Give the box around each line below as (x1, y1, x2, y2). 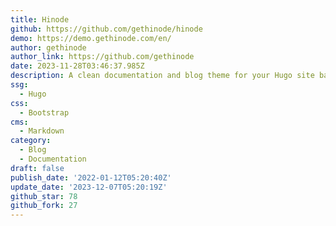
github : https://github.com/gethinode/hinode (10, 24, 203, 34)
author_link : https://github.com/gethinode (10, 52, 195, 62)
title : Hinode (10, 14, 70, 25)
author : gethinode (10, 42, 87, 53)
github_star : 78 (10, 191, 78, 201)
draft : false (10, 163, 65, 173)
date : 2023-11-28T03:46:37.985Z (10, 61, 145, 71)
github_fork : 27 (10, 201, 78, 211)
